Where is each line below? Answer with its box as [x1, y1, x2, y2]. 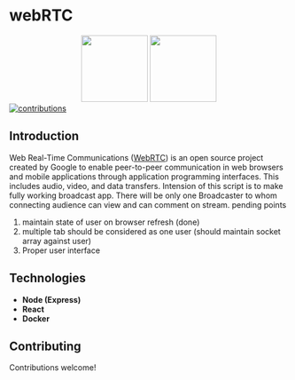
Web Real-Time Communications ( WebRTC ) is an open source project [9, 152, 264, 162]
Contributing [9, 338, 82, 353]
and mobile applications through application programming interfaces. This [9, 170, 279, 182]
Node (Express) [21, 294, 82, 305]
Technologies [9, 271, 87, 286]
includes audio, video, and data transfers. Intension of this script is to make [9, 180, 283, 191]
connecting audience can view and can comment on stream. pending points [9, 199, 287, 210]
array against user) [21, 235, 91, 246]
